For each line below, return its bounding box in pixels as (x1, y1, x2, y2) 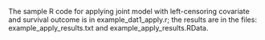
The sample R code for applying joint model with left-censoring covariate (8, 7, 251, 16)
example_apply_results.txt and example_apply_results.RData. (8, 24, 209, 32)
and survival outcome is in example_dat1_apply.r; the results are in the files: (8, 15, 257, 24)
